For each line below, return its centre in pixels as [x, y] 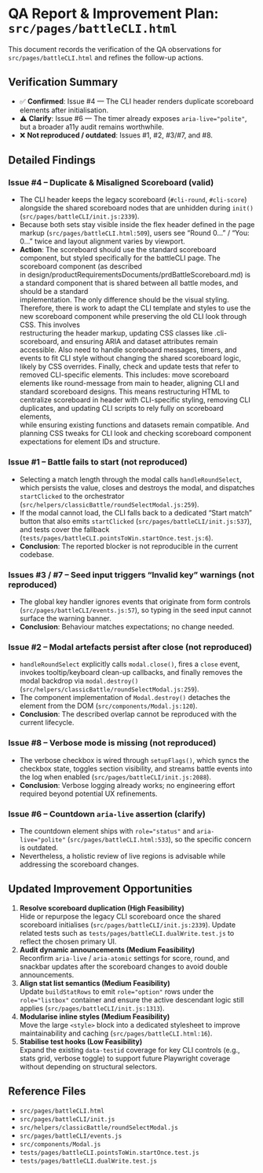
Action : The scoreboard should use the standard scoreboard [118, 250]
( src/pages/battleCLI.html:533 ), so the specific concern [159, 839]
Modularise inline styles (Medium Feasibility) [95, 1016]
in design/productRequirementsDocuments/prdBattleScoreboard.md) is [135, 275]
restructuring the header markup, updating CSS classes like [116, 333]
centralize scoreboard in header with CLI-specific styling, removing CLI [135, 400]
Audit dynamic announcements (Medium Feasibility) [107, 949]
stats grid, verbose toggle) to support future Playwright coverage [125, 1058]
